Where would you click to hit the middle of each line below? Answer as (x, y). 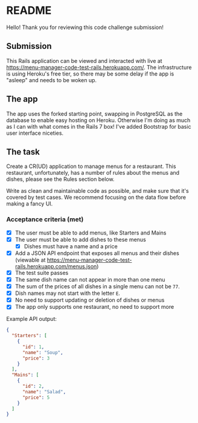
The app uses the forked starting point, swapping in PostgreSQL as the (94, 114)
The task (23, 152)
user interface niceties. (35, 133)
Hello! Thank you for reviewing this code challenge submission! (85, 27)
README (29, 11)
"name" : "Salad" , (44, 392)
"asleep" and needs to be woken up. (52, 80)
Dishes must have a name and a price (71, 246)
